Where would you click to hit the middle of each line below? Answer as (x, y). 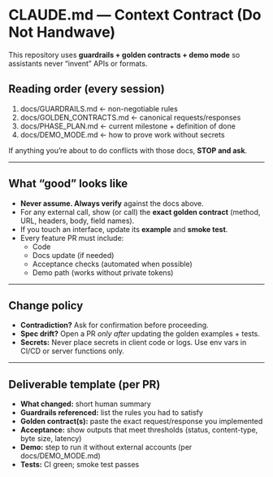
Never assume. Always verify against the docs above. (112, 203)
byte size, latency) (51, 439)
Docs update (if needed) (73, 255)
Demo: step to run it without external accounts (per (106, 447)
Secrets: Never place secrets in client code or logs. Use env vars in (133, 343)
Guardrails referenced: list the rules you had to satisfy (111, 413)
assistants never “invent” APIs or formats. (78, 63)
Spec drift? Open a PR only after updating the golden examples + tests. (140, 334)
